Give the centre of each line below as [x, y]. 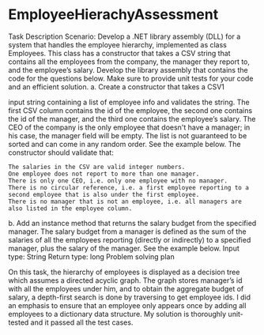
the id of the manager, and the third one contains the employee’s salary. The [132, 119]
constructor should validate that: [61, 152]
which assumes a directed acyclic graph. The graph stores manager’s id [125, 280]
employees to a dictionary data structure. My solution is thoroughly [117, 314]
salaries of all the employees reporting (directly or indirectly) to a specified [130, 239]
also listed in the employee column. [70, 208]
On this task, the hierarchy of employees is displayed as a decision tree [124, 272]
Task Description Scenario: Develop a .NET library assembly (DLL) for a [124, 36]
